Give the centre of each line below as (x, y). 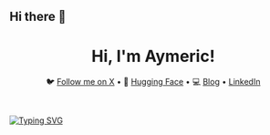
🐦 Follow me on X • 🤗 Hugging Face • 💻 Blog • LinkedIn (153, 82)
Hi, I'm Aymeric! (153, 56)
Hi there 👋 (38, 17)
